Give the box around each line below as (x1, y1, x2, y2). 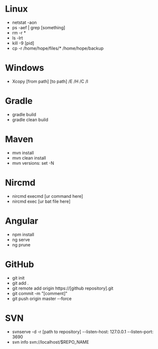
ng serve (12, 237, 30, 243)
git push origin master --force (12, 296, 72, 301)
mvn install (12, 150, 34, 156)
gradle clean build (12, 117, 49, 122)
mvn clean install (12, 155, 46, 161)
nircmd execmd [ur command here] (12, 193, 84, 199)
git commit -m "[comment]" (12, 290, 68, 296)
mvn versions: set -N (12, 160, 54, 166)
